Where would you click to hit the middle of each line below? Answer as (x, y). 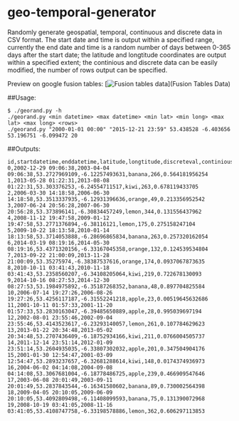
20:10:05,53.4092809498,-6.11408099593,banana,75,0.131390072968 (106, 399)
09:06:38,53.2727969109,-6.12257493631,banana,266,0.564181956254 (108, 174)
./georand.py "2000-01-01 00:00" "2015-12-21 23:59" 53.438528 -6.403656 (119, 129)
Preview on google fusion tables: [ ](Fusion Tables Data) (119, 83)
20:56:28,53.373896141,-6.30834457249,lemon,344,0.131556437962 (105, 212)
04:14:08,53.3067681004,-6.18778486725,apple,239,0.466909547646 (106, 374)
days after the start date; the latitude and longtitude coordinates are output (117, 55)
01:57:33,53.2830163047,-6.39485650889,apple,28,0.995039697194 (105, 311)
